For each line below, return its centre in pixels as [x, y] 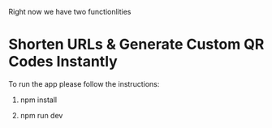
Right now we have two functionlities [70, 12]
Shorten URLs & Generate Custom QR [136, 45]
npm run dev [41, 115]
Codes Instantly [63, 62]
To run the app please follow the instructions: [84, 83]
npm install [39, 100]
